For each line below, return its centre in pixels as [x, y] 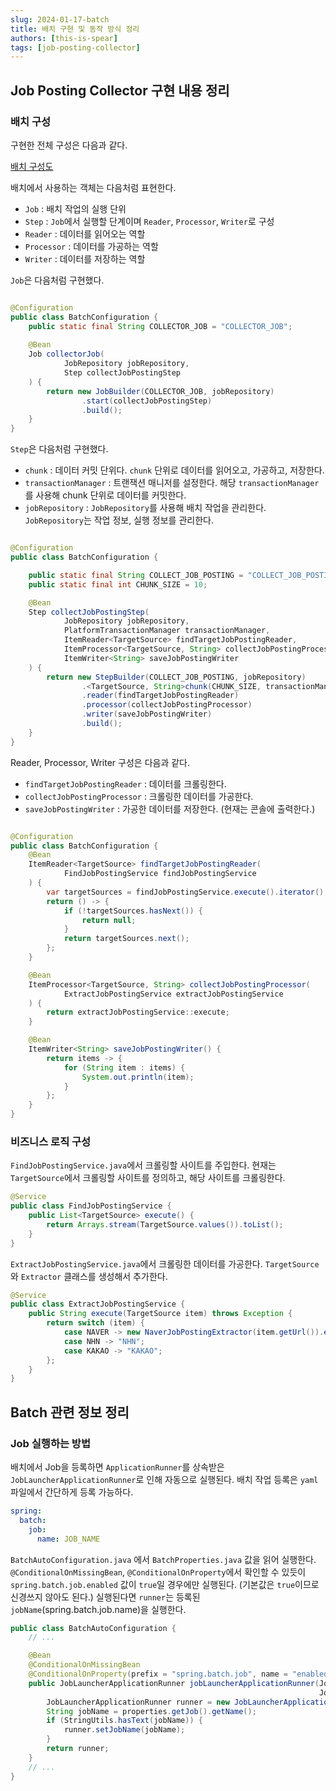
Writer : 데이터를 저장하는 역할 [85, 258]
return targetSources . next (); [126, 939]
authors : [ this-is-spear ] [64, 38]
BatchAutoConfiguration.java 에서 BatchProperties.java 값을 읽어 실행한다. [163, 1559]
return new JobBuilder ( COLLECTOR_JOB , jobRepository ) [160, 391]
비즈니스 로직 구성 [51, 1141]
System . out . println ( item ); [138, 1077]
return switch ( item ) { [95, 1323]
